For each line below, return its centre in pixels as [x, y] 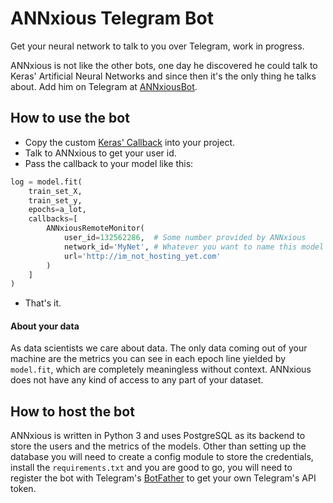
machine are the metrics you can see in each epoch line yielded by [148, 359]
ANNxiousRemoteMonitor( [95, 228]
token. [23, 489]
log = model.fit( [46, 182]
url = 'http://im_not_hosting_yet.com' [142, 256]
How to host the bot [72, 411]
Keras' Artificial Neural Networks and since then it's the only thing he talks [163, 76]
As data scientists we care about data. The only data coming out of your [159, 348]
